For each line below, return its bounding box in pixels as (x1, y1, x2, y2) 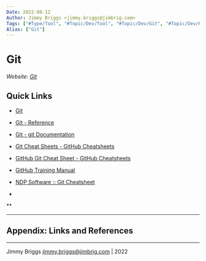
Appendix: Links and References (6, 225, 134, 236)
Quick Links (6, 90, 53, 101)
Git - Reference (15, 119, 55, 126)
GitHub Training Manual (15, 166, 75, 174)
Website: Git (6, 73, 37, 80)
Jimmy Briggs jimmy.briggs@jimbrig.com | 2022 (6, 247, 128, 255)
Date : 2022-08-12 (6, 9, 51, 15)
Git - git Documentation (15, 131, 75, 138)
